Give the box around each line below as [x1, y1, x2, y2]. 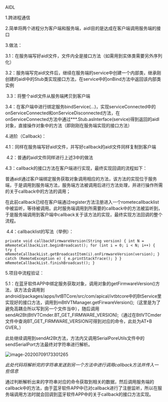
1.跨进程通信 [5, 15, 30, 21]
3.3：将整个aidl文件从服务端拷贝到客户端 [6, 93, 90, 99]
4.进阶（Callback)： [5, 133, 46, 139]
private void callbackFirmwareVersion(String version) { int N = [5, 238, 144, 243]
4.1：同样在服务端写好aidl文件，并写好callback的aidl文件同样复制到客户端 [5, 144, 156, 150]
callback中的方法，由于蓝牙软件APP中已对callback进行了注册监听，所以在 [5, 385, 158, 391]
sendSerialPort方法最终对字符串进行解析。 [5, 341, 92, 347]
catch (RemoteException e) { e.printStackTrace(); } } [5, 256, 122, 261]
